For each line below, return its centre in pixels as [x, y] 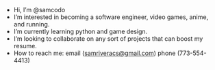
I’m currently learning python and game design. [80, 31]
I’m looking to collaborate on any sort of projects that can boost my [108, 39]
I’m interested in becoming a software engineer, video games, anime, [111, 17]
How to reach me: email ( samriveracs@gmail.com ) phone [94, 53]
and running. [31, 24]
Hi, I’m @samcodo [39, 10]
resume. [25, 46]
